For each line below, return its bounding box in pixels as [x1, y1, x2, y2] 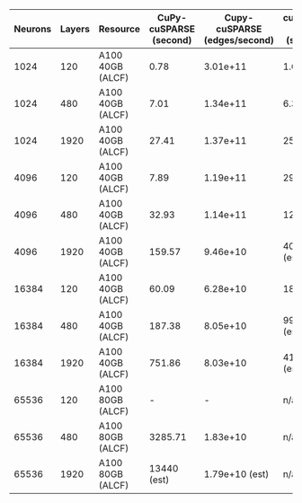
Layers [59, 22, 90, 35]
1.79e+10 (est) [203, 468, 270, 480]
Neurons [13, 22, 52, 35]
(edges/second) [203, 34, 274, 46]
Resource [98, 22, 141, 35]
